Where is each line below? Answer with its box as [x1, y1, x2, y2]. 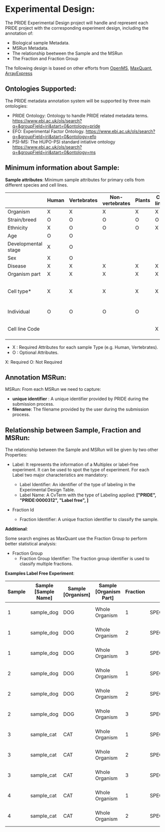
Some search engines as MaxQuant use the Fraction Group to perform [5, 535, 147, 541]
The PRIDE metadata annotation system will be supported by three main [5, 98, 151, 104]
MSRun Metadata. [12, 45, 49, 51]
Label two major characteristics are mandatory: [12, 472, 108, 478]
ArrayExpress [5, 70, 33, 76]
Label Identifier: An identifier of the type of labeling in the [19, 482, 136, 488]
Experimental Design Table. [19, 487, 75, 493]
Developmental [7, 240, 43, 247]
